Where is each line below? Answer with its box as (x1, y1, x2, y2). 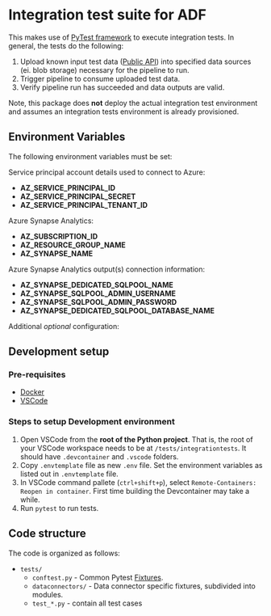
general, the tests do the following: (8, 40, 124, 50)
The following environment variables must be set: (8, 151, 173, 161)
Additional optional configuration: (8, 321, 119, 331)
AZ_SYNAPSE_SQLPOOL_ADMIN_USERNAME (19, 289, 176, 298)
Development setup (8, 345, 110, 359)
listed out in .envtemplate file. (19, 469, 119, 479)
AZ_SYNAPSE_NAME (19, 248, 94, 258)
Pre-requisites (8, 369, 66, 381)
